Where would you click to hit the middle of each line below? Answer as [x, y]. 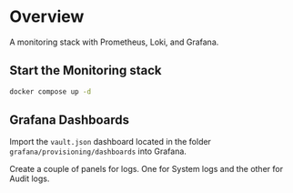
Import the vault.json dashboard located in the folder [111, 142]
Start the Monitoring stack [86, 71]
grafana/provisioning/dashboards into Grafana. [98, 151]
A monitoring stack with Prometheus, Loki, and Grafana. [114, 42]
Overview [47, 17]
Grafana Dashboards [70, 120]
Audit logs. [30, 178]
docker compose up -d [51, 91]
